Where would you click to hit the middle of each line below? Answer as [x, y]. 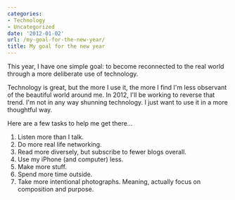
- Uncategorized [31, 27]
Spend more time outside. [55, 174]
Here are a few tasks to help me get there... [70, 123]
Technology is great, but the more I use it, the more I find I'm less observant [117, 87]
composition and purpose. [56, 189]
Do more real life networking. [59, 144]
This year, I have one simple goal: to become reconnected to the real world [116, 66]
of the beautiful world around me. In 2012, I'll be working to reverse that [111, 95]
